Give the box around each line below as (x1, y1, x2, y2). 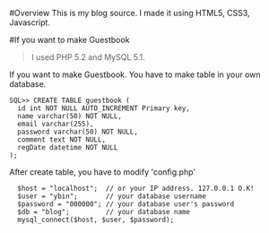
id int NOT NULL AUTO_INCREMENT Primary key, (17, 104, 191, 113)
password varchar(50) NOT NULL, (17, 127, 139, 136)
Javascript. (9, 17, 51, 28)
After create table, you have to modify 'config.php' (9, 167, 196, 177)
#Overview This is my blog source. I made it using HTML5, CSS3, (9, 8, 250, 18)
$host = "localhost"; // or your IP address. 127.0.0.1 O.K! (17, 184, 255, 193)
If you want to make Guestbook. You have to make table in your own (9, 69, 261, 80)
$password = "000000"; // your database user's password (17, 200, 235, 209)
